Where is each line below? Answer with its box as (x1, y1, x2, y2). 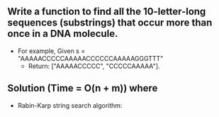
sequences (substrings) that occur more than (7, 17, 213, 29)
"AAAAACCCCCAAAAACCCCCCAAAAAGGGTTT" (17, 54, 164, 62)
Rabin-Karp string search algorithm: (17, 101, 123, 109)
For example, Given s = (17, 46, 86, 55)
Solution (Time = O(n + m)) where (7, 82, 158, 94)
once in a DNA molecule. (7, 28, 118, 40)
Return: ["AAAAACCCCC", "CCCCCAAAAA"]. (28, 62, 160, 70)
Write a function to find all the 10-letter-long (7, 6, 206, 18)
